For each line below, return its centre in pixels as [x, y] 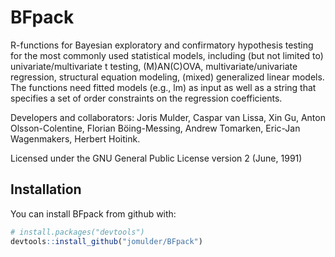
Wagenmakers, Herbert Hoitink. [75, 138]
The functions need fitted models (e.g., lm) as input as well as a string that [163, 87]
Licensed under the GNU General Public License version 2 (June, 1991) [156, 158]
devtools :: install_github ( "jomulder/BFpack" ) [106, 241]
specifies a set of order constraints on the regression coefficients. [146, 98]
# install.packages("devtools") [77, 232]
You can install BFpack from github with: [93, 213]
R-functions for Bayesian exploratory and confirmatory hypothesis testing [162, 45]
